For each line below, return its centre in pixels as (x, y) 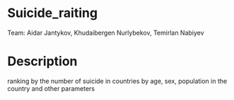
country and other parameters (51, 88)
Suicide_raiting (52, 13)
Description (42, 61)
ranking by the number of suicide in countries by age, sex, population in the (117, 81)
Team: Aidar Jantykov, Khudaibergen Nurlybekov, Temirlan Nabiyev (106, 33)
